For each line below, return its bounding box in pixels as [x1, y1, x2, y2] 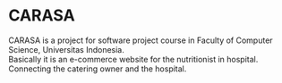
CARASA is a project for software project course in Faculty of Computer [8, 35, 274, 46]
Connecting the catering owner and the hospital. [8, 63, 187, 74]
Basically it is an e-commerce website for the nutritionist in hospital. [8, 54, 259, 64]
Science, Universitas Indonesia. [8, 44, 124, 54]
